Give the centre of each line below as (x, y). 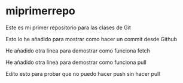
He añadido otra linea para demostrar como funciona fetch (78, 50)
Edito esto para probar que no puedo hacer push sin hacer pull (83, 73)
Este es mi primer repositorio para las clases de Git (68, 27)
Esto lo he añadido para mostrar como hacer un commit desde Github (91, 39)
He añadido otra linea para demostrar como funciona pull (76, 62)
